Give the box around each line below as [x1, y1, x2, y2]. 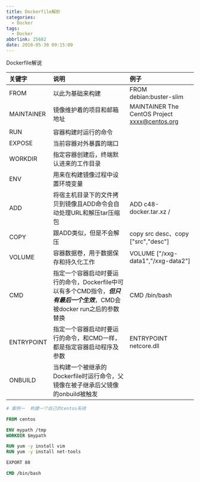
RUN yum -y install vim [6, 443, 65, 449]
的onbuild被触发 [52, 390, 98, 398]
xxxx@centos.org [129, 117, 179, 125]
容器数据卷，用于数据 [52, 249, 113, 257]
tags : [6, 25, 20, 32]
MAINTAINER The [129, 102, 179, 110]
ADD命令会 [82, 199, 114, 208]
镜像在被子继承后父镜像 [52, 381, 119, 389]
